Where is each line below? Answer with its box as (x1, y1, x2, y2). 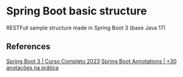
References (6, 42, 51, 52)
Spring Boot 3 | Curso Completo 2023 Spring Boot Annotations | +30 (6, 57, 177, 64)
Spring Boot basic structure (6, 4, 147, 18)
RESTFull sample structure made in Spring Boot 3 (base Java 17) (6, 24, 166, 31)
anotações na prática (6, 64, 59, 71)
